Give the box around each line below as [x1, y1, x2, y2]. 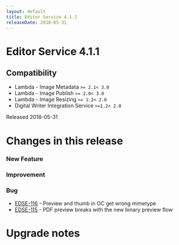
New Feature [6, 155, 43, 163]
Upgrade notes [6, 226, 80, 240]
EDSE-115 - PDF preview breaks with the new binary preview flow [14, 206, 173, 213]
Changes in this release [6, 134, 123, 147]
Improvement [6, 171, 45, 179]
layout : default [6, 8, 46, 15]
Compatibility [6, 68, 57, 78]
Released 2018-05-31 [6, 114, 58, 121]
